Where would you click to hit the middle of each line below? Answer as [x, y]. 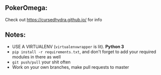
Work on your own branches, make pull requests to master [71, 67]
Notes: [15, 35]
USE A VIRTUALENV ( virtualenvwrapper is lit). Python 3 [68, 46]
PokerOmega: [26, 8]
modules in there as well [36, 57]
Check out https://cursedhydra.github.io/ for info [54, 19]
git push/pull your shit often [41, 62]
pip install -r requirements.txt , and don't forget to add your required [84, 52]
